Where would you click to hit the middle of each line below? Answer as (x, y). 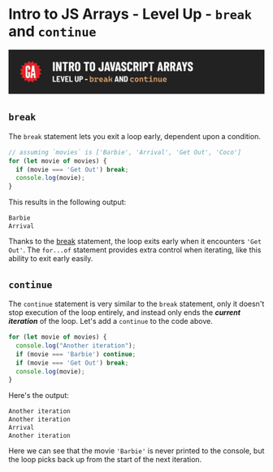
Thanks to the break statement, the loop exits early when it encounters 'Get (135, 242)
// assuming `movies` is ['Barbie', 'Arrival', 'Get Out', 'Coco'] (125, 152)
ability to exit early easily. (51, 259)
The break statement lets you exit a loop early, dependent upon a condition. (135, 136)
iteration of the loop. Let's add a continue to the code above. (110, 321)
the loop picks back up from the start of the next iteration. (105, 460)
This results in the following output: (67, 202)
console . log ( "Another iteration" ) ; (76, 345)
